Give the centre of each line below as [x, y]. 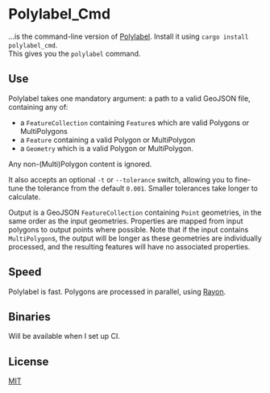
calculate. [25, 196]
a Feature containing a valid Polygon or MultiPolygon [108, 140]
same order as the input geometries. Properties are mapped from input [126, 221]
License [29, 361]
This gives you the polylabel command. [75, 53]
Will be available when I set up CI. [64, 337]
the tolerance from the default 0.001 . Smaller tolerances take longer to [141, 188]
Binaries [29, 317]
